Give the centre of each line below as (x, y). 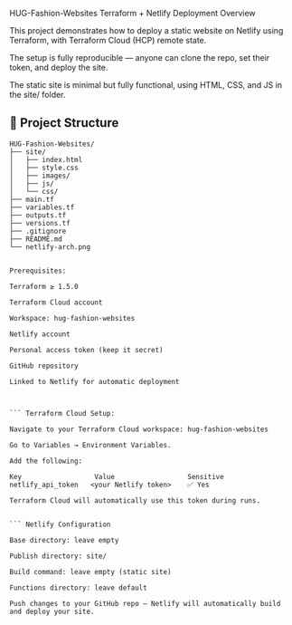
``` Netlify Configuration (60, 524)
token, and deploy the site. (59, 67)
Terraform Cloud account (56, 303)
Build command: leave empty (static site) (90, 572)
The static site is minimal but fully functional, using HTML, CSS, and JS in (146, 85)
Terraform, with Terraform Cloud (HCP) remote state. (108, 40)
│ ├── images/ (40, 176)
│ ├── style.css (44, 168)
